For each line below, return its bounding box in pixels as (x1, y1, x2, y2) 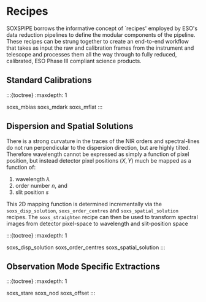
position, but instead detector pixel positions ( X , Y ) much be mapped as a (6, 157, 191, 164)
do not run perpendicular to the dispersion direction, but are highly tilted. (6, 144, 190, 151)
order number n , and (15, 182, 67, 189)
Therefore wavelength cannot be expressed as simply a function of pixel (6, 150, 189, 158)
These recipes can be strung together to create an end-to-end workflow (6, 37, 189, 45)
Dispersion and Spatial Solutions (6, 121, 134, 131)
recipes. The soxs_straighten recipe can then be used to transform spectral (6, 213, 198, 220)
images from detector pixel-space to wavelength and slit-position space (6, 220, 188, 227)
